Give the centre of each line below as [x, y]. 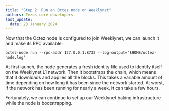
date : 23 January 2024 [34, 24]
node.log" [16, 58]
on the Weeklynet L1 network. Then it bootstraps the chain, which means [81, 72]
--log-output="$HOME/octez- [127, 53]
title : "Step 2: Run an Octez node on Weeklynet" [59, 10]
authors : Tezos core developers [39, 15]
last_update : [19, 19]
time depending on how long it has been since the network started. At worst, [85, 83]
